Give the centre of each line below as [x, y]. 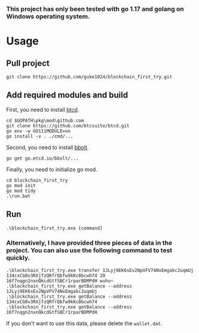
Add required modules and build [67, 95]
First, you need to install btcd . [43, 109]
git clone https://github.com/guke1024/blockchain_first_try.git [89, 77]
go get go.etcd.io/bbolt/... [42, 158]
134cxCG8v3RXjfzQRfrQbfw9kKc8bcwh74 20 [56, 276]
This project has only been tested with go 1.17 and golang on [95, 9]
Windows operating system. [48, 16]
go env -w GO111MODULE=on [38, 131]
